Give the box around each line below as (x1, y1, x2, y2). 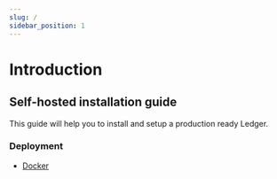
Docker (21, 160, 50, 171)
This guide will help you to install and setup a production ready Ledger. (9, 118, 269, 128)
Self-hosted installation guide (9, 95, 178, 110)
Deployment (9, 140, 64, 152)
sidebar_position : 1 (9, 21, 86, 30)
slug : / (9, 12, 38, 22)
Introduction (9, 59, 103, 80)
